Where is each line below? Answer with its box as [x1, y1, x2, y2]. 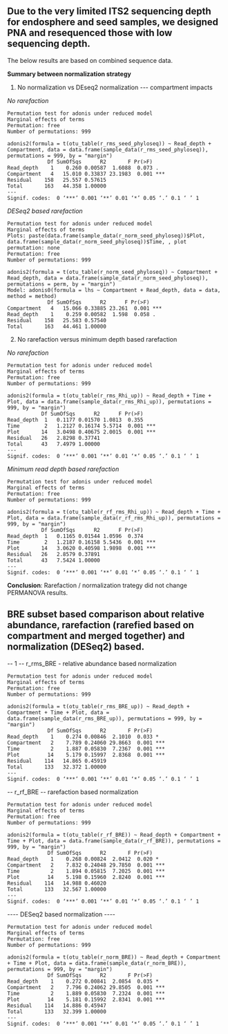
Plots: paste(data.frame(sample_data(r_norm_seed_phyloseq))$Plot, [7, 232, 206, 239]
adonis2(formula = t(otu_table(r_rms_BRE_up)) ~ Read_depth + [7, 703, 190, 710]
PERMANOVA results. [7, 588, 68, 597]
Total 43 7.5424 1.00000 [7, 557, 100, 564]
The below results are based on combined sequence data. [7, 56, 173, 64]
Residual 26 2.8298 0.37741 [7, 434, 100, 441]
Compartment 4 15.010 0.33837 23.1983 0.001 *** [7, 170, 166, 177]
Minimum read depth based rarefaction [7, 465, 120, 473]
